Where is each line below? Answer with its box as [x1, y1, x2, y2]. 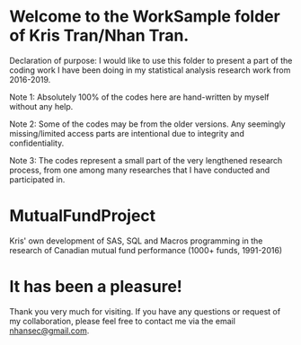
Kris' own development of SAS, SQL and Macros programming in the [9, 235, 263, 246]
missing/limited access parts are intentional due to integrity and [9, 128, 244, 138]
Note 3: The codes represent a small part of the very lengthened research [9, 155, 283, 165]
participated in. [9, 173, 66, 185]
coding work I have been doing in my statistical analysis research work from [9, 65, 291, 75]
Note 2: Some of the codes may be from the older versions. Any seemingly [9, 119, 286, 129]
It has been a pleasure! [9, 277, 182, 297]
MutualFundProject [9, 206, 156, 226]
